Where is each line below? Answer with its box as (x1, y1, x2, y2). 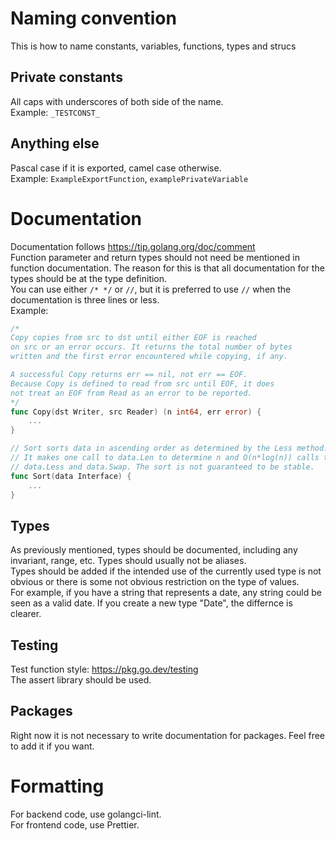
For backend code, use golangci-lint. (10, 808, 162, 820)
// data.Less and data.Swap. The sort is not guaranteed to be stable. (10, 462, 315, 472)
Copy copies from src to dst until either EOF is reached (10, 333, 257, 343)
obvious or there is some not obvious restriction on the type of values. (10, 576, 300, 588)
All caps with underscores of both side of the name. (10, 95, 224, 107)
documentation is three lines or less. (10, 293, 160, 306)
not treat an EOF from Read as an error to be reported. (10, 388, 253, 398)
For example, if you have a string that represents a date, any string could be (10, 587, 322, 599)
